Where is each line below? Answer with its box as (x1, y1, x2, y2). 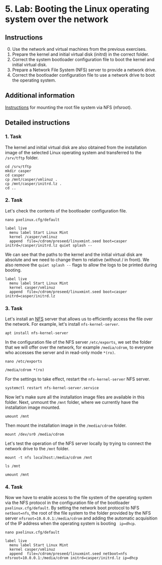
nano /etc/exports (5, 359, 42, 364)
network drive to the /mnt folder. (5, 446, 70, 452)
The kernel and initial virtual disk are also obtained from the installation (5, 144, 147, 150)
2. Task (5, 197, 23, 204)
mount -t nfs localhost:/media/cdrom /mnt (5, 455, 92, 460)
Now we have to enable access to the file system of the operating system (5, 495, 152, 501)
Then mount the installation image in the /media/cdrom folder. (5, 422, 127, 428)
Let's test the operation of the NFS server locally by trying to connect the (5, 440, 152, 446)
